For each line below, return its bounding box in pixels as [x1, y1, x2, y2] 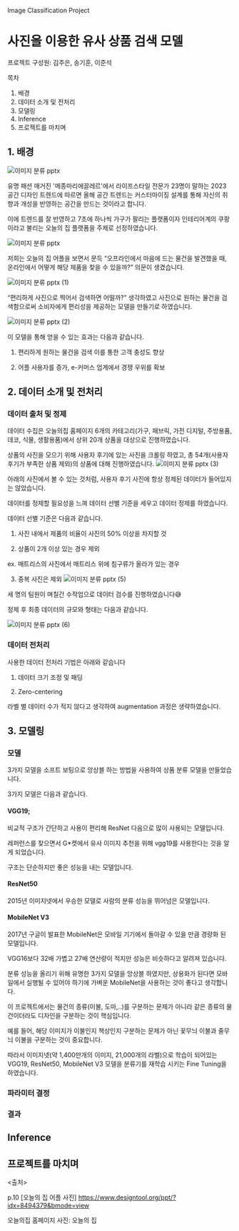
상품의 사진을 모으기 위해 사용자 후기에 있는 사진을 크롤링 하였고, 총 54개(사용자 [7, 450, 228, 460]
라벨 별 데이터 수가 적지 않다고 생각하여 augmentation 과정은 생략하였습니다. [7, 702, 221, 711]
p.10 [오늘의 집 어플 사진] [7, 1193, 77, 1202]
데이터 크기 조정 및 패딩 [17, 673, 83, 681]
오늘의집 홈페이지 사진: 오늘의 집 [7, 1216, 98, 1225]
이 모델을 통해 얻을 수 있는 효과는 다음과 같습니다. [7, 332, 145, 341]
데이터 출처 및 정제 [7, 409, 67, 419]
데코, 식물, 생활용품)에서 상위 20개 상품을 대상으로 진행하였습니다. [7, 435, 190, 444]
